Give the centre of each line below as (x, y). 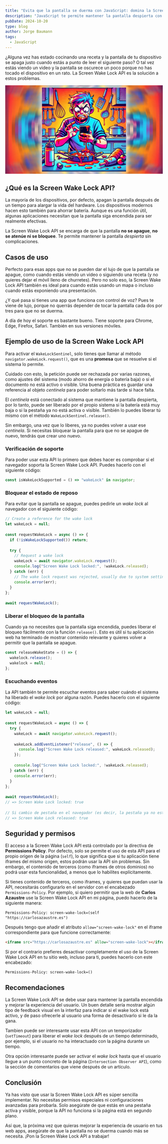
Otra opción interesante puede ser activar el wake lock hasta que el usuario (83, 1056)
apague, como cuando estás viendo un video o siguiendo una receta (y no (82, 274)
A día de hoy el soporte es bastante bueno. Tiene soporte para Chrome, (79, 320)
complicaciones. (22, 241)
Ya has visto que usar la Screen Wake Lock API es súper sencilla (72, 1094)
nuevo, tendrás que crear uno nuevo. (43, 435)
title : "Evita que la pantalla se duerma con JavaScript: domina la (78, 10)
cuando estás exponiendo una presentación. (51, 290)
